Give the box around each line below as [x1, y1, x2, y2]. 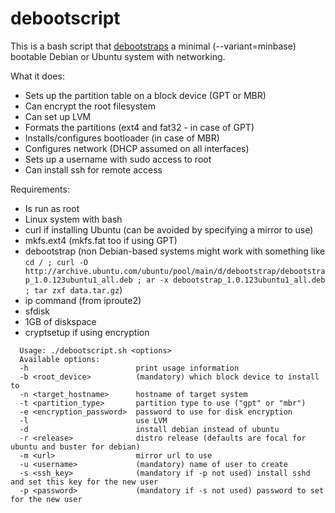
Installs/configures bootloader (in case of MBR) [24, 132, 220, 144]
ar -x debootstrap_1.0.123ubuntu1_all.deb [146, 275, 326, 285]
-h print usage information [19, 363, 240, 373]
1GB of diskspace [24, 315, 97, 327]
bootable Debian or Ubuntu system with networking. [10, 50, 226, 62]
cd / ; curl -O [24, 257, 89, 267]
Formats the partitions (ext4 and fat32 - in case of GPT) [24, 121, 255, 133]
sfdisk [24, 305, 50, 317]
